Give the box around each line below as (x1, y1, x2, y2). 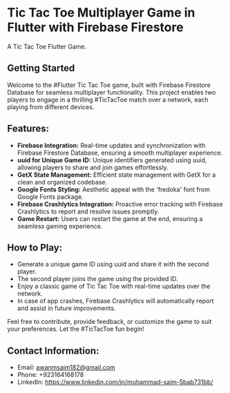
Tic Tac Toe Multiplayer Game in (7, 5, 195, 21)
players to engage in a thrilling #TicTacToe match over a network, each (7, 95, 209, 104)
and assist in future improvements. (17, 304, 116, 312)
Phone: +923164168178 (17, 371, 84, 379)
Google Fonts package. (17, 192, 84, 201)
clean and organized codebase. (17, 178, 108, 186)
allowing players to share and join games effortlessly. (17, 163, 169, 171)
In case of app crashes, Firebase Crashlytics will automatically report (17, 297, 214, 305)
